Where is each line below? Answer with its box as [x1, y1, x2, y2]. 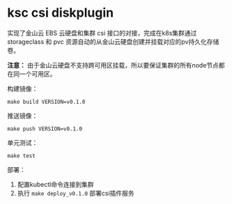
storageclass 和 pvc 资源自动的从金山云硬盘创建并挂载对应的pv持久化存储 [7, 37, 219, 46]
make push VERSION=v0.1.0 [7, 125, 82, 132]
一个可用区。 [19, 70, 56, 78]
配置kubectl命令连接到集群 [17, 180, 94, 189]
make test [7, 152, 36, 159]
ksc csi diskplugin [7, 5, 114, 21]
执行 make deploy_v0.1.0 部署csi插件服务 [17, 189, 134, 197]
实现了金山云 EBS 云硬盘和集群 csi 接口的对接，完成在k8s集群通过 [7, 29, 197, 37]
